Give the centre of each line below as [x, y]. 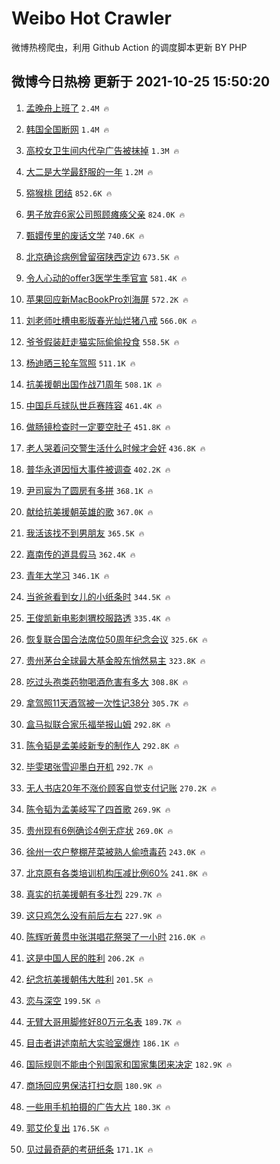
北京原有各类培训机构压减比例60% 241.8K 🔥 [116, 873]
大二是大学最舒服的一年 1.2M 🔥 [89, 171]
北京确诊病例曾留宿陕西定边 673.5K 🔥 [102, 256]
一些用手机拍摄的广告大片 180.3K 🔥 [98, 1106]
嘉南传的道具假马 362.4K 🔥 [80, 554]
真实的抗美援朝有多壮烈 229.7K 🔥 [94, 894]
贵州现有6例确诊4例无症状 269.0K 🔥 [99, 830]
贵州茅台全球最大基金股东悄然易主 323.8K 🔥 [115, 660]
